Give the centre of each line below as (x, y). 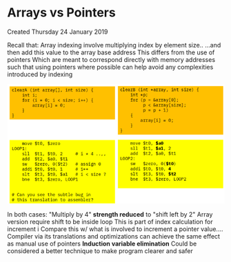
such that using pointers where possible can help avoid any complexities (110, 67)
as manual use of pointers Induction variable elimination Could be (102, 243)
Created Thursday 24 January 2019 (58, 32)
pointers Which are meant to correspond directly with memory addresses (111, 59)
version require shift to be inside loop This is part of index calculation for (110, 221)
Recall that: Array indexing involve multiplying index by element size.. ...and (114, 45)
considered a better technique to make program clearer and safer (100, 251)
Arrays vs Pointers (61, 13)
